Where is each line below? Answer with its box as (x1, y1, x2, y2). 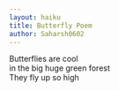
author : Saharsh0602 (9, 29, 86, 38)
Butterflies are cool (9, 54, 78, 64)
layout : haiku (9, 12, 62, 22)
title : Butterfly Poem (9, 21, 93, 30)
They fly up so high (9, 72, 79, 83)
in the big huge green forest (9, 63, 110, 73)
